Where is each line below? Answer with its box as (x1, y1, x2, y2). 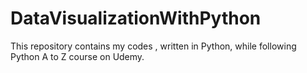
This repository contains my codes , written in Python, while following (10, 40, 297, 52)
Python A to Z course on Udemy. (10, 50, 145, 62)
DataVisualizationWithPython (10, 7, 262, 30)
